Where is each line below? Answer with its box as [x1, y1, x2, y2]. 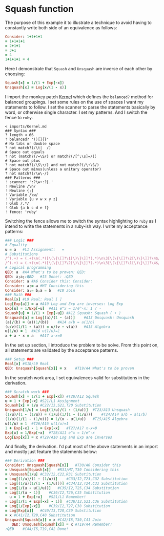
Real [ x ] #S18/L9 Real [5, 362, 49, 366]
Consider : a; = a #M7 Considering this [5, 283, 84, 288]
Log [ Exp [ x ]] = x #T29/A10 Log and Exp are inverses [5, 435, 112, 440]
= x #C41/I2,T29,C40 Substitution [5, 513, 76, 517]
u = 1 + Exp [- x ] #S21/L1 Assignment [5, 398, 80, 404]
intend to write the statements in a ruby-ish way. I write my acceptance [5, 223, 148, 229]
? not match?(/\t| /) [5, 145, 51, 150]
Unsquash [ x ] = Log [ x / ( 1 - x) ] [5, 85, 67, 90]
